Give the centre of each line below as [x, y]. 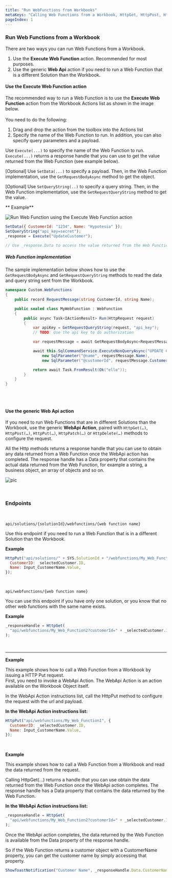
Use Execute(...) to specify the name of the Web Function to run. [75, 150]
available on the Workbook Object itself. [47, 686]
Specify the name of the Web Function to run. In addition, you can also [87, 135]
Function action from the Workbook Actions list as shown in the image [80, 103]
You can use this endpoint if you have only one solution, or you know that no [86, 601]
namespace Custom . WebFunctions [39, 290]
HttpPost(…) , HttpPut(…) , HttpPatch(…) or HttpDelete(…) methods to [77, 433]
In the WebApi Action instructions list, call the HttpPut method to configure [84, 696]
